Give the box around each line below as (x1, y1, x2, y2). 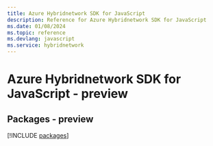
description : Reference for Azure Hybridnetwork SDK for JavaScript (7, 16, 207, 23)
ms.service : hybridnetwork (7, 42, 84, 49)
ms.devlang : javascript (7, 36, 75, 42)
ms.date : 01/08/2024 (7, 23, 66, 29)
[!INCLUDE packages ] (7, 132, 69, 139)
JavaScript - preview (7, 86, 129, 101)
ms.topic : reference (7, 29, 66, 36)
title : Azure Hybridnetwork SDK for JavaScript (7, 10, 146, 17)
